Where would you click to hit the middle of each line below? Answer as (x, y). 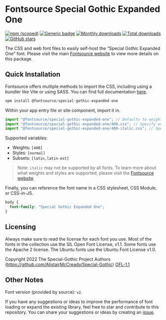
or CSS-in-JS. (19, 193)
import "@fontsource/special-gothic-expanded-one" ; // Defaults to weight (84, 119)
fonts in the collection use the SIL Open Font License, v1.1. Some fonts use (81, 244)
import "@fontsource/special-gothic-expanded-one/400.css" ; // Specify (80, 124)
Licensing (21, 227)
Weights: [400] (27, 148)
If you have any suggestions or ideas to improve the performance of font (79, 302)
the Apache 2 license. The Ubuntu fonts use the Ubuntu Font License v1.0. (81, 250)
